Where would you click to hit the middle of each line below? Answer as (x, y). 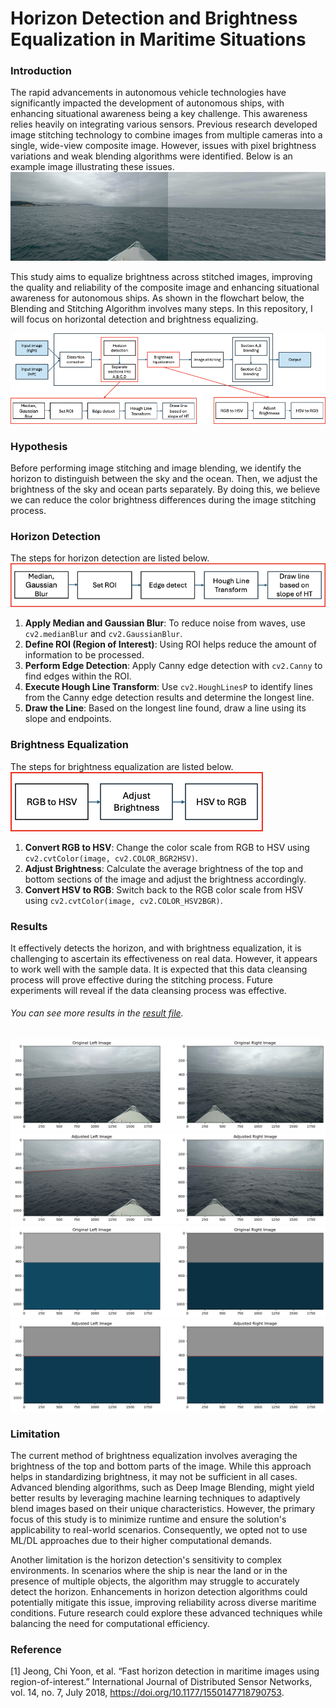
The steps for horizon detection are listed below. (110, 558)
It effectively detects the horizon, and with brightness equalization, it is (156, 948)
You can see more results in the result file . (97, 1013)
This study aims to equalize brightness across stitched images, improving (161, 277)
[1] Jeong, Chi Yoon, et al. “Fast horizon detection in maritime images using (165, 1671)
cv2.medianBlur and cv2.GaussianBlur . (103, 634)
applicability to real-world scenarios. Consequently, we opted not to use (159, 1530)
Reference (36, 1649)
